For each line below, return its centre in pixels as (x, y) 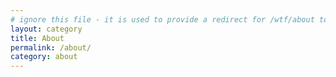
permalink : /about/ (51, 47)
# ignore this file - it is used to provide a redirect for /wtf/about (162, 19)
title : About (37, 38)
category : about (44, 57)
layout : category (46, 29)
